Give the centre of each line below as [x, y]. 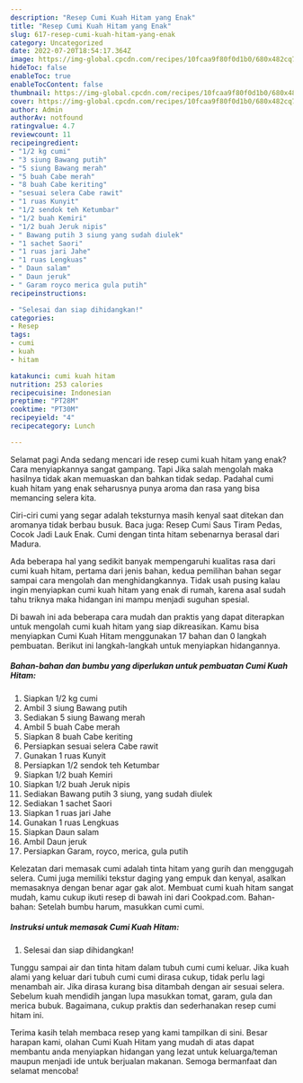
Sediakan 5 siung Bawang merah [84, 717]
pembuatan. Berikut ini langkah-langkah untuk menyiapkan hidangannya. [146, 645]
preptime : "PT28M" [45, 401]
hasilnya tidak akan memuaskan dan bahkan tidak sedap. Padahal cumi [142, 478]
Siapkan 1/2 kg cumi [60, 698]
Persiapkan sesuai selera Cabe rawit [90, 746]
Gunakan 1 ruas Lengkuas [71, 822]
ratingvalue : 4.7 [43, 127]
